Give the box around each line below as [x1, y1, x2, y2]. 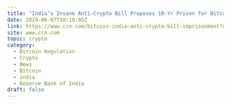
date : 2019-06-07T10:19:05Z [7, 16, 88, 23]
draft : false [7, 86, 45, 93]
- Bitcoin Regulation [13, 49, 76, 55]
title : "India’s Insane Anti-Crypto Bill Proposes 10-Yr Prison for [7, 10, 208, 17]
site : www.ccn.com [7, 29, 60, 36]
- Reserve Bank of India [13, 80, 85, 87]
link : [7, 23, 23, 29]
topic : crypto [7, 36, 48, 42]
